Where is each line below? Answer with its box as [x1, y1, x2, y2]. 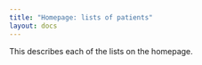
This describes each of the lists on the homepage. [9, 45, 193, 56]
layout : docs [9, 21, 58, 30]
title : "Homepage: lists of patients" [9, 12, 153, 22]
